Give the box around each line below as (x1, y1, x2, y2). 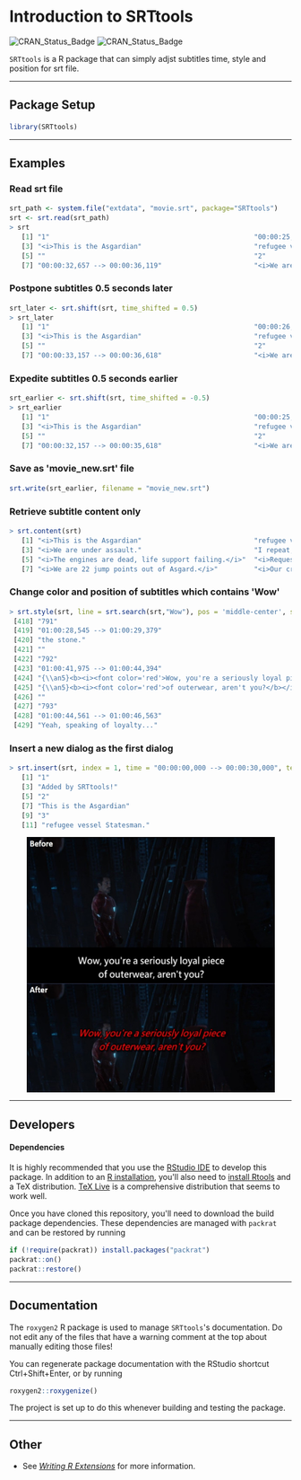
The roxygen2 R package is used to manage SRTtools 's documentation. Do (9, 1322, 283, 1333)
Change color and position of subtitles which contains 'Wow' (9, 586, 280, 598)
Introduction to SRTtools (9, 6, 194, 27)
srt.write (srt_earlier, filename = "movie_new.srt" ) (9, 483, 211, 493)
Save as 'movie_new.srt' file (9, 462, 134, 475)
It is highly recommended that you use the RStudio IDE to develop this (9, 1162, 267, 1173)
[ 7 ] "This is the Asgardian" (21, 801, 130, 810)
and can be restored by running (9, 1228, 126, 1238)
